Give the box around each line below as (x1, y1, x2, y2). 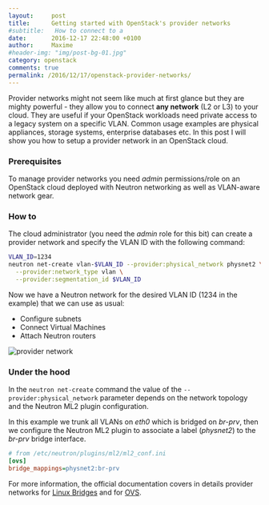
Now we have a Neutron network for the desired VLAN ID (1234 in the (8, 290, 238, 299)
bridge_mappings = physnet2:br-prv (8, 464, 120, 472)
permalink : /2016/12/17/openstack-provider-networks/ (8, 71, 192, 79)
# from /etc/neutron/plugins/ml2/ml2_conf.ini (8, 450, 167, 458)
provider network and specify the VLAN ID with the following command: (8, 238, 246, 247)
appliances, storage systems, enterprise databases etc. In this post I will (8, 127, 247, 137)
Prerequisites (8, 155, 62, 166)
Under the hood (8, 366, 70, 377)
